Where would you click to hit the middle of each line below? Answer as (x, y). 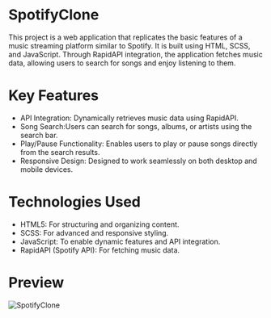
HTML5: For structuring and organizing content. (100, 224)
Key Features (54, 96)
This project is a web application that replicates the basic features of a (125, 37)
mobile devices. (47, 169)
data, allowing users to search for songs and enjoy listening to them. (122, 63)
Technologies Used (75, 202)
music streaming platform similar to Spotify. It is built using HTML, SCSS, (129, 45)
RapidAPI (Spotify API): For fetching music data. (100, 250)
